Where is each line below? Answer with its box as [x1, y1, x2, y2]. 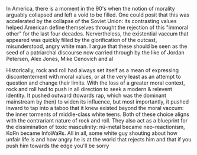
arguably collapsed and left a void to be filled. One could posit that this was [6, 11, 190, 18]
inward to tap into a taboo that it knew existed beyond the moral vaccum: [6, 105, 184, 111]
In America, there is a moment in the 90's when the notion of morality [6, 5, 176, 12]
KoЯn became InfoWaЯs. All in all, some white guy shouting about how [6, 130, 178, 137]
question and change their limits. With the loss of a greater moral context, [6, 79, 185, 86]
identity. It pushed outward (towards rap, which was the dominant [6, 92, 167, 99]
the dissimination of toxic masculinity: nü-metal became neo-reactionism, [6, 124, 185, 130]
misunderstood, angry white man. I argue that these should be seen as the [6, 43, 188, 50]
